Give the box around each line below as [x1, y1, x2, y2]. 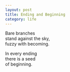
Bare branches [5, 30, 35, 36]
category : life [5, 16, 37, 21]
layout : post [5, 7, 32, 12]
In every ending [5, 50, 37, 56]
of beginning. [5, 61, 33, 67]
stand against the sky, [5, 35, 50, 41]
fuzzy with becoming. [5, 41, 50, 47]
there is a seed [5, 56, 36, 62]
